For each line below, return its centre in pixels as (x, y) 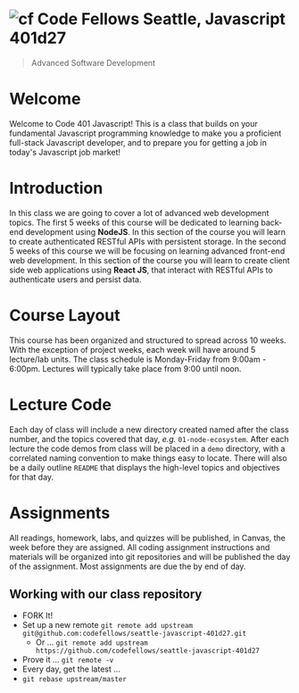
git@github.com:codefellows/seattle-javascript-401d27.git (134, 634)
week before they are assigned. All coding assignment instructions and (140, 547)
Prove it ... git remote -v (68, 660)
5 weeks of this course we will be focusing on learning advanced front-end (147, 251)
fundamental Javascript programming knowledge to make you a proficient (145, 133)
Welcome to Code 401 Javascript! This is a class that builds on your (134, 123)
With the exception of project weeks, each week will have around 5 (133, 349)
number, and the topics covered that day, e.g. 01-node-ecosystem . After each (149, 438)
